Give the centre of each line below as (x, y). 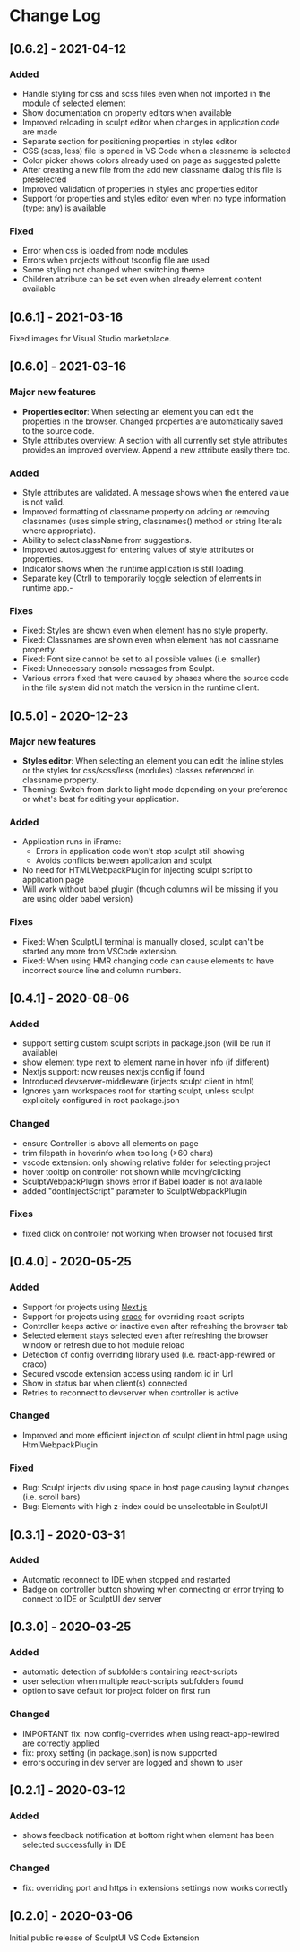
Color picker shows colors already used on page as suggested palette (151, 160)
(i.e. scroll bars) (51, 1497)
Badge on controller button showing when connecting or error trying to (153, 1589)
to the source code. (58, 430)
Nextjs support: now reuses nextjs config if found (113, 1072)
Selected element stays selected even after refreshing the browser (145, 1335)
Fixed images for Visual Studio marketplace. (90, 338)
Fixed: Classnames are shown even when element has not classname (150, 640)
